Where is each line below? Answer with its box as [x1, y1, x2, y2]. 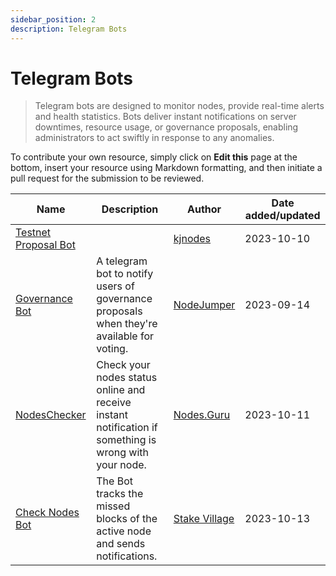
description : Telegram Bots [10, 24, 128, 34]
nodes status [96, 371, 158, 385]
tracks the [96, 487, 144, 501]
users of [96, 279, 135, 293]
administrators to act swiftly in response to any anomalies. [34, 132, 275, 144]
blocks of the [96, 512, 158, 526]
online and [96, 383, 146, 397]
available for [96, 329, 155, 343]
